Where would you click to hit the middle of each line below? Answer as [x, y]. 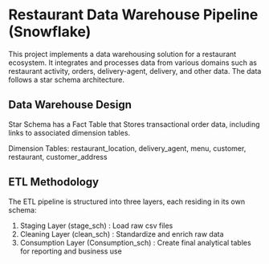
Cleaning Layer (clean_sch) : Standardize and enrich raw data [122, 234]
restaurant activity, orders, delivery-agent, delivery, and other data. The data [135, 71]
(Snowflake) [50, 32]
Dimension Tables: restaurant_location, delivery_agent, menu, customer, [127, 148]
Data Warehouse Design [70, 105]
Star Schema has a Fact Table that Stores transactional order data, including [134, 124]
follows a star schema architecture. [66, 79]
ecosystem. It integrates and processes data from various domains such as [132, 63]
